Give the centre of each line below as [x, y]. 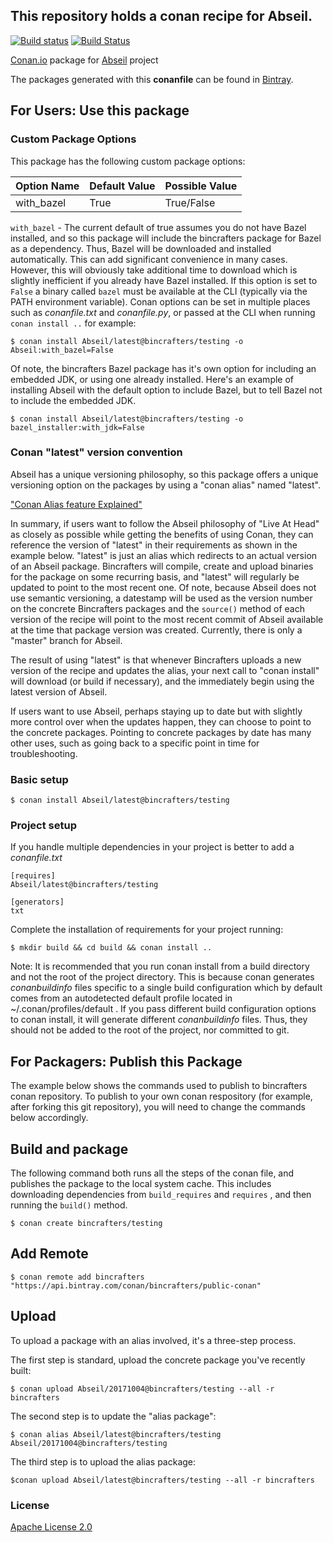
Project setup [43, 826]
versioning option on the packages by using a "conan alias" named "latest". [165, 485]
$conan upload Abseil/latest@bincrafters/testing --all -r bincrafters [162, 1480]
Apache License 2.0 [51, 1526]
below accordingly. [49, 1118]
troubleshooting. [44, 753]
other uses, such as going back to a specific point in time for [135, 743]
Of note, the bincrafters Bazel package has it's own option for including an [163, 368]
